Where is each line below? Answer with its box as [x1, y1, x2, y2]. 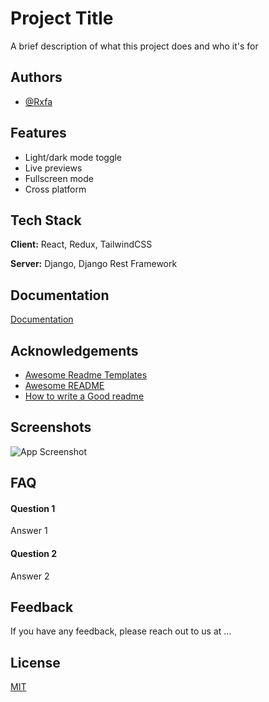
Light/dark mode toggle [24, 151, 123, 163]
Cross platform [24, 183, 87, 195]
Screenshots [10, 419, 92, 436]
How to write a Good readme [24, 390, 145, 402]
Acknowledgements [10, 342, 139, 359]
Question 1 [10, 502, 56, 514]
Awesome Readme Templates [24, 369, 148, 381]
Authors [10, 69, 63, 86]
